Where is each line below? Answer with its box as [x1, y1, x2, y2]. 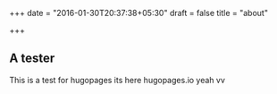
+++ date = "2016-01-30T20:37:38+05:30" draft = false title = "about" [9, 8, 268, 18]
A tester [9, 51, 55, 66]
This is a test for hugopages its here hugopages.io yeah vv [9, 74, 226, 85]
